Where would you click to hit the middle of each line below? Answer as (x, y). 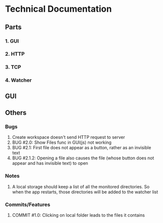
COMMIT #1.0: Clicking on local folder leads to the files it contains (78, 215)
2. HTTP (15, 54)
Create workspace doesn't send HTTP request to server (69, 137)
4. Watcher (18, 80)
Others (16, 113)
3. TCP (13, 67)
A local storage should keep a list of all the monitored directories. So (81, 186)
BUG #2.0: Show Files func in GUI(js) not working (62, 142)
